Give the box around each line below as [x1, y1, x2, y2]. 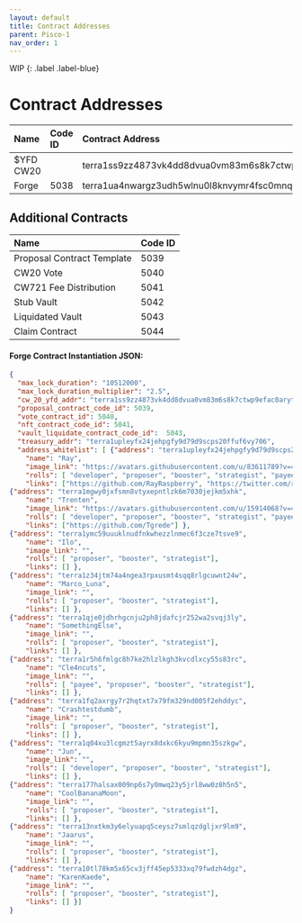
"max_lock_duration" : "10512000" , [17, 379, 147, 388]
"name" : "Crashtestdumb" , [25, 705, 123, 714]
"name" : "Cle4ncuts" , [25, 663, 106, 672]
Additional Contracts [9, 210, 129, 225]
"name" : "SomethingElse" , [25, 621, 123, 630]
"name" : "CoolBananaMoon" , [25, 789, 127, 798]
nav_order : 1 [9, 38, 58, 48]
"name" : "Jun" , [25, 747, 83, 756]
